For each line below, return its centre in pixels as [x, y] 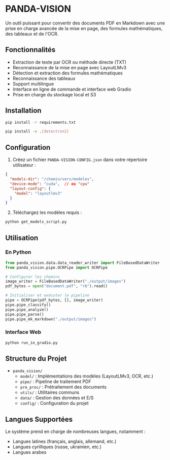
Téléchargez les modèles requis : [47, 212]
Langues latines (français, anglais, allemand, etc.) [64, 442]
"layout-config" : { [30, 188]
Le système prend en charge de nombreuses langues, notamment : [75, 431]
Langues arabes [29, 452]
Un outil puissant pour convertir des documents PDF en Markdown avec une [85, 23]
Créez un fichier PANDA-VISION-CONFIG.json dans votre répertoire [80, 160]
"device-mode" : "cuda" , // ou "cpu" [50, 184]
